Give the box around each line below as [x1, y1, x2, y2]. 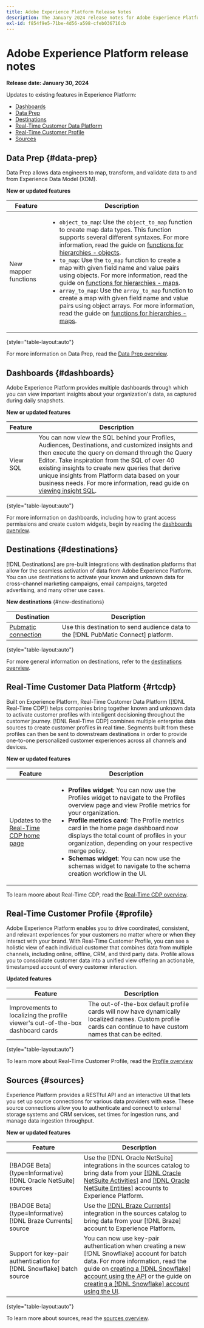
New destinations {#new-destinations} [6, 598, 104, 605]
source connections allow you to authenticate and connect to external [6, 1104, 181, 1112]
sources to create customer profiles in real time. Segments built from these [6, 724, 194, 731]
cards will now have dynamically [87, 1007, 181, 1016]
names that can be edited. [87, 1030, 163, 1039]
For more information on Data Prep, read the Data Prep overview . [6, 350, 169, 357]
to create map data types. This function [59, 225, 172, 234]
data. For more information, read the [84, 1257, 187, 1265]
